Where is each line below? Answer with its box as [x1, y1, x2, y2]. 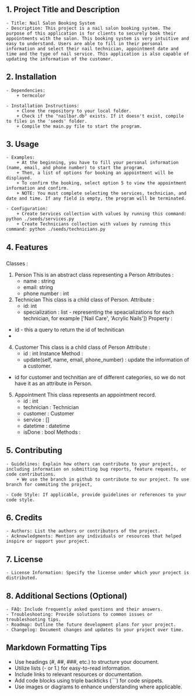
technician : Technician [23, 403, 79, 410]
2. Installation [6, 72, 57, 82]
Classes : [6, 260, 28, 267]
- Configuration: [6, 206, 48, 212]
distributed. [6, 575, 38, 581]
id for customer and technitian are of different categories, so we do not [14, 373, 186, 380]
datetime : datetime [23, 422, 70, 429]
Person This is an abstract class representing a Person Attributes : [14, 271, 174, 278]
